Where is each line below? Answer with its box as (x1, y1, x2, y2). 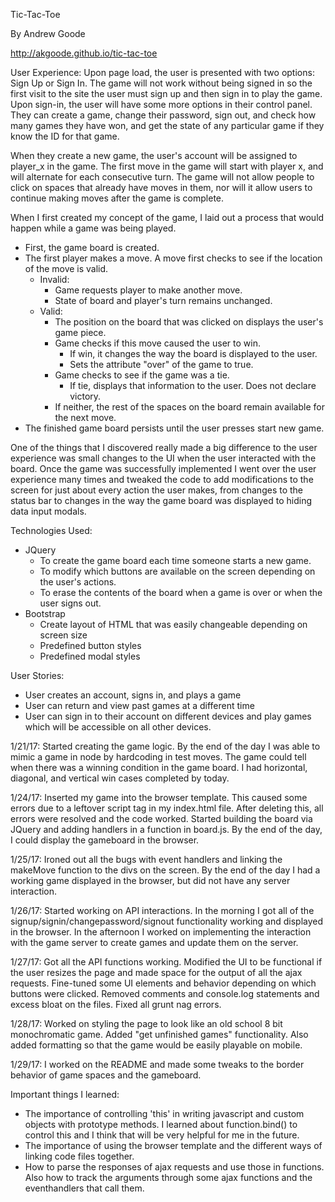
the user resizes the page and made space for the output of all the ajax (10, 967, 303, 978)
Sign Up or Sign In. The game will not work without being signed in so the (10, 77, 313, 89)
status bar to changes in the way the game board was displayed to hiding (10, 495, 313, 506)
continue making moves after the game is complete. (10, 192, 225, 204)
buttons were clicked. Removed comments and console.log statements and (10, 988, 320, 999)
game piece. (54, 327, 107, 338)
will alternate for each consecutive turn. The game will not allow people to (10, 171, 315, 183)
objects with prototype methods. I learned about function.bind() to (24, 1119, 298, 1130)
